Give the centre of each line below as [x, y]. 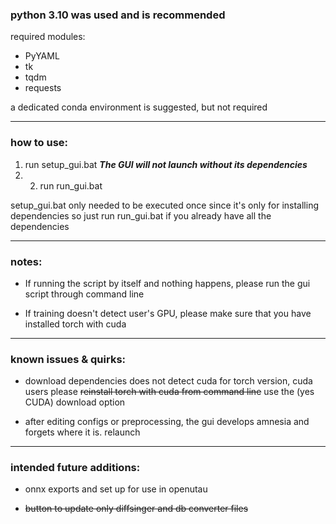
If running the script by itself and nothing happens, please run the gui [167, 283]
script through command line [84, 294]
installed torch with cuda [75, 324]
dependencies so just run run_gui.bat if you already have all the [141, 215]
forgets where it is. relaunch [82, 432]
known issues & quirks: [68, 359]
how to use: [39, 143]
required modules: [48, 37]
